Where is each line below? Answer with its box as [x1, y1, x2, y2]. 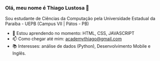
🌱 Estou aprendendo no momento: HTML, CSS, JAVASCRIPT [12, 30, 135, 36]
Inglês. [12, 50, 26, 56]
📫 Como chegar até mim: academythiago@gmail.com [12, 36, 122, 42]
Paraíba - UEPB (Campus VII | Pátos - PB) [5, 21, 89, 27]
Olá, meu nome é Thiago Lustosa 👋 [5, 4, 89, 11]
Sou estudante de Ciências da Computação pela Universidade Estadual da [5, 16, 156, 22]
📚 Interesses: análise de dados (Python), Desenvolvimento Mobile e [12, 43, 151, 49]
